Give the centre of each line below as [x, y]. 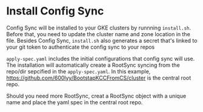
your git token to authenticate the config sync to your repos [81, 47]
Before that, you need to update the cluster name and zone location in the [98, 34]
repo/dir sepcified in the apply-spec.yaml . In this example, [78, 71]
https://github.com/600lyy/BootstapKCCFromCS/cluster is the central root [99, 78]
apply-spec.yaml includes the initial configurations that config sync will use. [101, 58]
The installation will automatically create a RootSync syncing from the [93, 65]
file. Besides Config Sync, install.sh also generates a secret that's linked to [102, 40]
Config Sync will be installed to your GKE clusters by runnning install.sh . [99, 28]
